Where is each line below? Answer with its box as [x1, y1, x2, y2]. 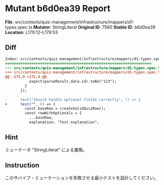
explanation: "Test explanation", [29, 120, 99, 125]
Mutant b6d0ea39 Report [5, 3, 111, 14]
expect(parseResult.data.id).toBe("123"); [29, 79, 117, 84]
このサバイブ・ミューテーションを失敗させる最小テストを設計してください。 [5, 175, 159, 181]
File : [5, 19, 14, 25]
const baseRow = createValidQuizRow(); [24, 106, 106, 111]
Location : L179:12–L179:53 [5, 29, 58, 35]
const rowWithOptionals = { [24, 111, 82, 116]
